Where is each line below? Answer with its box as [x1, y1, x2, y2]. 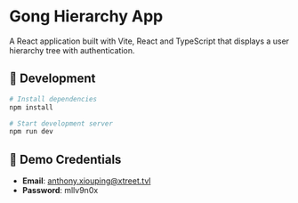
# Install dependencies [9, 94, 98, 103]
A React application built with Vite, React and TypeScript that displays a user [9, 36, 290, 46]
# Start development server [9, 118, 114, 128]
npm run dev [9, 127, 53, 136]
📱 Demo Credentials [9, 151, 122, 166]
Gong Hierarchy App [9, 6, 164, 27]
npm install [9, 102, 53, 112]
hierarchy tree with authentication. [9, 45, 135, 55]
